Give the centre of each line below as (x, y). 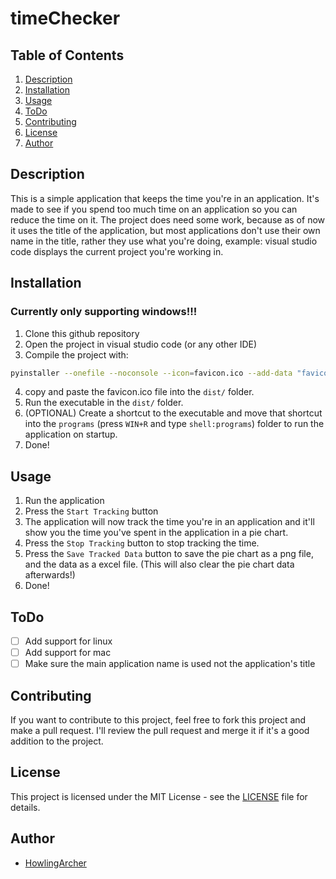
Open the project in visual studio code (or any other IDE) (141, 344)
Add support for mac (68, 653)
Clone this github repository (82, 333)
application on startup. (71, 434)
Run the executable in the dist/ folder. (104, 403)
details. (25, 807)
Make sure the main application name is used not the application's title (170, 664)
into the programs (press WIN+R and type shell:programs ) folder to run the (174, 424)
